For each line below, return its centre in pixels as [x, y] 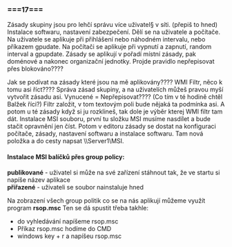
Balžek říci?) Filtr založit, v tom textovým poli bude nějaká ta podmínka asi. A [116, 104]
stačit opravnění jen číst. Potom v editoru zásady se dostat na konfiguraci [112, 127]
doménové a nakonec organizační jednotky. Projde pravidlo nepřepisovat [111, 62]
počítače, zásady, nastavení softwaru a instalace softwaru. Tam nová [105, 134]
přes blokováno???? [35, 69]
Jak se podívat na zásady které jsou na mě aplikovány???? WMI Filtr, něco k [115, 82]
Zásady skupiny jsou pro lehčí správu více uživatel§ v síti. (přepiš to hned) [113, 25]
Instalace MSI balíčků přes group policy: [66, 156]
